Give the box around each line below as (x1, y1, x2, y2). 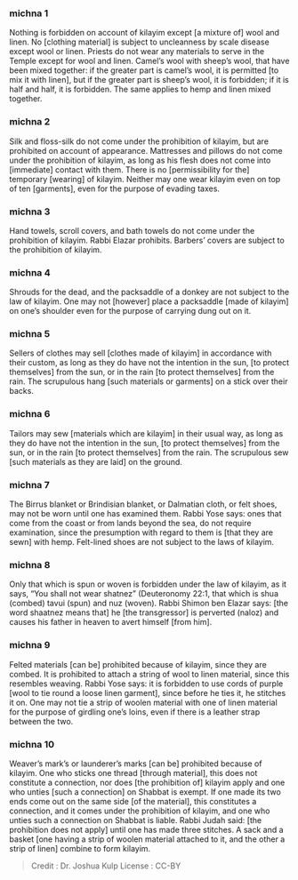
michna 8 (9, 559, 51, 571)
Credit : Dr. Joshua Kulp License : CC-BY (30, 860, 181, 871)
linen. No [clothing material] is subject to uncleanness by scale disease (9, 36, 270, 47)
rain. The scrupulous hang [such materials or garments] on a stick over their (9, 376, 288, 387)
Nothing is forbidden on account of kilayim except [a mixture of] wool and (9, 28, 280, 38)
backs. (9, 386, 34, 396)
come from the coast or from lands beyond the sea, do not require (9, 518, 252, 529)
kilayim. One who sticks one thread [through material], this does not (9, 767, 258, 778)
